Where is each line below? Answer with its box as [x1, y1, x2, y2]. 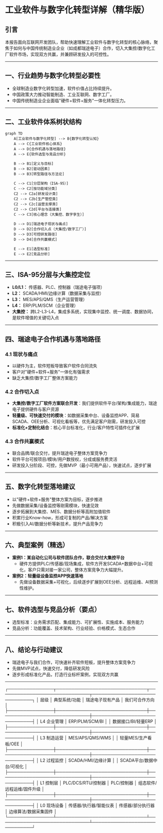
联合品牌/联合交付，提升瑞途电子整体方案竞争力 [12, 450, 108, 456]
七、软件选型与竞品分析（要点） [5, 605, 101, 614]
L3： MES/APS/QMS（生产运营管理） [12, 297, 87, 303]
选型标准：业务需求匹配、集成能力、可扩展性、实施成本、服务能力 [12, 619, 144, 625]
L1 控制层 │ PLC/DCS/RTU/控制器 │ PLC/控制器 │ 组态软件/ [40, 780, 157, 786]
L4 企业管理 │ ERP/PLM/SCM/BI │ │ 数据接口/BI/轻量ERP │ [40, 718, 157, 724]
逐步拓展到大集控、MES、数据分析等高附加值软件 [12, 509, 111, 514]
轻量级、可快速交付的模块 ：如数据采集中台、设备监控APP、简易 [12, 413, 140, 418]
